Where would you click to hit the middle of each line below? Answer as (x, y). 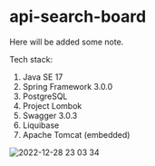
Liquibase (41, 125)
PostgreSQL (45, 96)
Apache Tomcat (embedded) (76, 134)
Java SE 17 (43, 77)
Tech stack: (31, 59)
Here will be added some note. (67, 42)
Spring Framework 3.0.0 (68, 86)
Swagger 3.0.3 (50, 115)
